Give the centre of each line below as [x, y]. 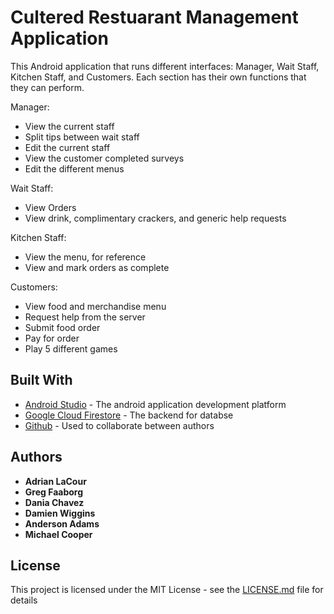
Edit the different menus [74, 168]
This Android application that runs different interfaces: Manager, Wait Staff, [165, 66]
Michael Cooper [58, 534]
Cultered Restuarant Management [154, 17]
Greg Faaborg [54, 492]
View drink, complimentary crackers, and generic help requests [155, 218]
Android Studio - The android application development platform [155, 404]
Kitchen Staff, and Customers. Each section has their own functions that [158, 77]
